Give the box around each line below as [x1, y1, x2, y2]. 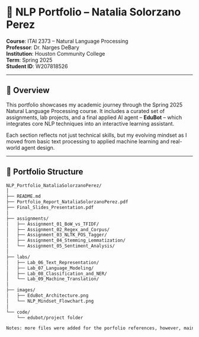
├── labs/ [6, 254, 31, 260]
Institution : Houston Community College [6, 50, 105, 57]
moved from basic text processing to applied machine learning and [6, 137, 170, 145]
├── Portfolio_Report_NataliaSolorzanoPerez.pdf [6, 199, 129, 205]
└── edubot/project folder [17, 314, 84, 320]
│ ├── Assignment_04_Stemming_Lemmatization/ [6, 237, 126, 243]
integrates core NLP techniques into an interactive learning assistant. [6, 120, 175, 127]
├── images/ [6, 287, 36, 293]
